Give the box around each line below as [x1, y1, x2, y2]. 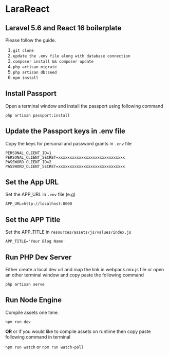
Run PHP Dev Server [5, 253, 72, 261]
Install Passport [5, 89, 57, 98]
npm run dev [5, 319, 31, 324]
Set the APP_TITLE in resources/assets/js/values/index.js [5, 229, 132, 235]
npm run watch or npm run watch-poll [5, 344, 84, 350]
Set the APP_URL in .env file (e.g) [5, 191, 76, 198]
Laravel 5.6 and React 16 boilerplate [5, 24, 122, 32]
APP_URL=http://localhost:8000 [5, 201, 72, 207]
